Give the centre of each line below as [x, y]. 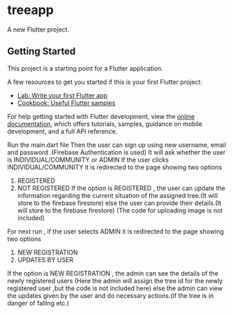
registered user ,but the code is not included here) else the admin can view [115, 288]
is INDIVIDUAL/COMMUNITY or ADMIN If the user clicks [88, 159]
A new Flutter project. [38, 29]
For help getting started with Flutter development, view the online [101, 116]
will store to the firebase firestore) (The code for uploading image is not [120, 210]
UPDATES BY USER [45, 259]
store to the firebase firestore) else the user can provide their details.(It [119, 203]
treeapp [31, 10]
